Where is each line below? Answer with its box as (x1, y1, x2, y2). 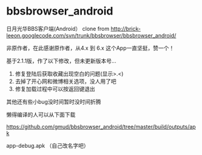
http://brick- (110, 25, 141, 32)
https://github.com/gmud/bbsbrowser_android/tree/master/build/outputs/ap (6, 123, 196, 130)
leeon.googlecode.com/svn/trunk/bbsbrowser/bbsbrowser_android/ (6, 31, 177, 39)
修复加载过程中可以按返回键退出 (15, 85, 95, 92)
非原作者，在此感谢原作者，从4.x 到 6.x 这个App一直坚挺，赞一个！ (6, 44, 175, 51)
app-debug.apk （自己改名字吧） (6, 142, 89, 149)
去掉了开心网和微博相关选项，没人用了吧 (15, 77, 116, 85)
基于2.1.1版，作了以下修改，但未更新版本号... (6, 57, 116, 64)
